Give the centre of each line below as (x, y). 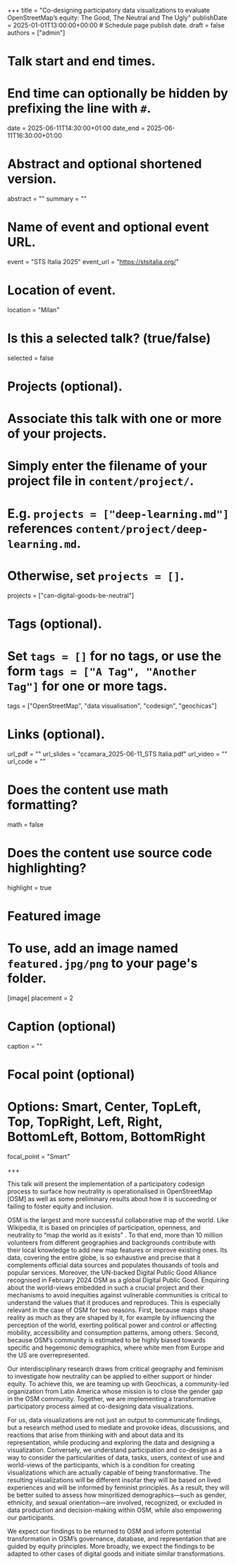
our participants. (31, 1517)
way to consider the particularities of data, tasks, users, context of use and (116, 1457)
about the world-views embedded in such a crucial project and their (106, 1287)
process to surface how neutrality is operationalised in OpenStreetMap (110, 1191)
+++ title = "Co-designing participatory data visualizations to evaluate (108, 10)
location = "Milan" (33, 309)
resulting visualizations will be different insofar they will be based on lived (114, 1480)
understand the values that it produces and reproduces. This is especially (114, 1302)
